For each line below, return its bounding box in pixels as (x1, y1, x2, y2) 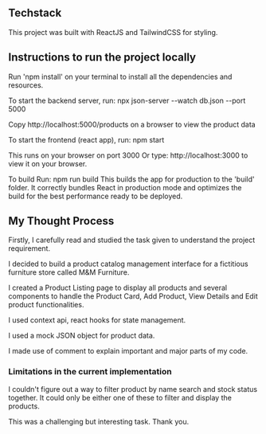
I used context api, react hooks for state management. (8, 315, 186, 325)
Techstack (8, 6, 62, 20)
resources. (8, 80, 44, 90)
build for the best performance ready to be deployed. (8, 191, 183, 201)
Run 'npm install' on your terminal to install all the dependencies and (8, 72, 233, 81)
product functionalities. (8, 300, 84, 310)
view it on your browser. (8, 158, 88, 168)
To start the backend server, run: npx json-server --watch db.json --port (8, 96, 246, 105)
